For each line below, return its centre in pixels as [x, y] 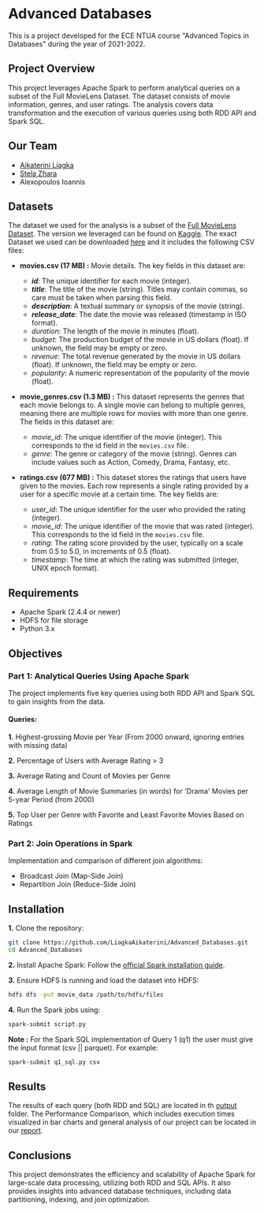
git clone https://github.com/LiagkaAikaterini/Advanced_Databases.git [128, 942]
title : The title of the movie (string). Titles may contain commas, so [139, 289]
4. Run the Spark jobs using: [54, 1009]
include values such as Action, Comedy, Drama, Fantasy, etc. [130, 463]
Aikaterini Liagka [46, 165]
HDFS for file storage [54, 620]
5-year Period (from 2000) [51, 800]
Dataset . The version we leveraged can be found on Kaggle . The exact [123, 234]
